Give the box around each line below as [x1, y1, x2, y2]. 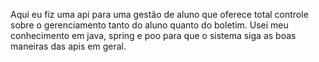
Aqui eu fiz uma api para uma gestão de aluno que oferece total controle [10, 9, 309, 20]
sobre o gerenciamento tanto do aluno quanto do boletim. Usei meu [10, 19, 289, 31]
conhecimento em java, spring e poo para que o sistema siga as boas [10, 30, 297, 41]
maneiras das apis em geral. [10, 40, 127, 52]
